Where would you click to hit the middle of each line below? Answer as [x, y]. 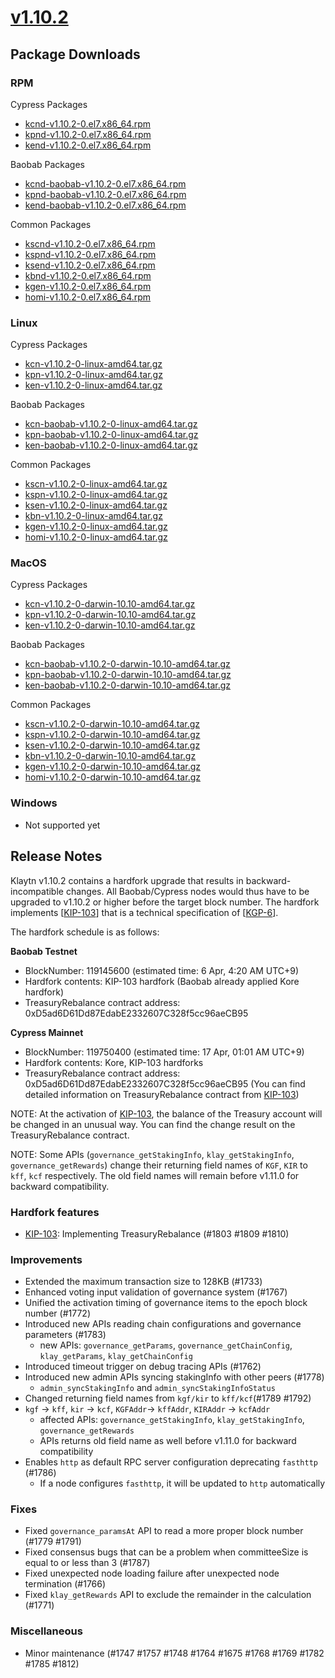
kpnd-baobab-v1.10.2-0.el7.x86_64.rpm [105, 194]
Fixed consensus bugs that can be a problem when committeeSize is [166, 1552]
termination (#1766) [65, 1584]
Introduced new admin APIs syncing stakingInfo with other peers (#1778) [174, 1377]
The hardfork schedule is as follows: [85, 932]
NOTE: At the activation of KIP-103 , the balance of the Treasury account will [166, 1113]
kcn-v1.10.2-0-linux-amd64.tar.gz [93, 364]
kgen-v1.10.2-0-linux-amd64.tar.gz [96, 527]
